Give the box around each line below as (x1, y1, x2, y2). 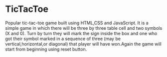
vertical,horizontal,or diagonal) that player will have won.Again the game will (5, 41, 162, 47)
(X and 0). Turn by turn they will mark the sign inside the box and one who (5, 30, 158, 36)
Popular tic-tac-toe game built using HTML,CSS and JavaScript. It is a (5, 20, 149, 26)
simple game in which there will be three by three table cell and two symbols (5, 25, 163, 31)
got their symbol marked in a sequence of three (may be (5, 36, 121, 42)
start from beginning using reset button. (5, 46, 87, 52)
